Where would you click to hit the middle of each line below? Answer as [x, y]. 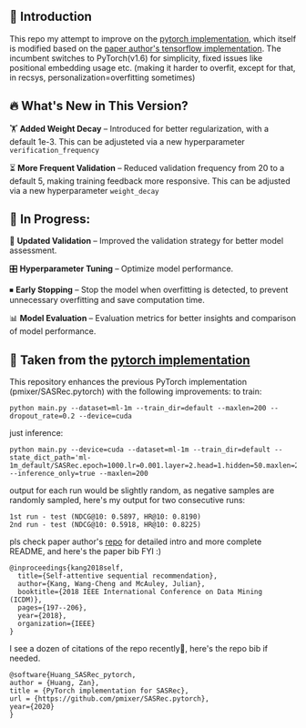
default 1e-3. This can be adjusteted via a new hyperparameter [127, 141]
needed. [25, 658]
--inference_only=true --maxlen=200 [79, 474]
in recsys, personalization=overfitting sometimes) [102, 77]
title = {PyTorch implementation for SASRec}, [99, 691]
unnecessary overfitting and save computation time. [107, 300]
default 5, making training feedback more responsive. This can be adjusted [150, 181]
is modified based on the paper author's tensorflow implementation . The [145, 48]
